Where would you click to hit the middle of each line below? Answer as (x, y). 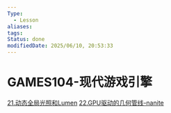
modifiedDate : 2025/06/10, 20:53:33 (60, 46)
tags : (15, 33)
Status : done (26, 40)
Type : (15, 14)
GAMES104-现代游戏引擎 (80, 82)
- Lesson (26, 20)
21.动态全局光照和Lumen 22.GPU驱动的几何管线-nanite (86, 103)
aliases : (20, 26)
